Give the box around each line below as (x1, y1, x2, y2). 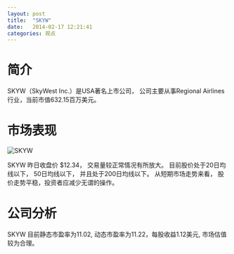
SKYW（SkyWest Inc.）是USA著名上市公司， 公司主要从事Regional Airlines (7, 87, 225, 95)
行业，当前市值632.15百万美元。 (7, 95, 100, 104)
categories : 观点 (7, 29, 56, 37)
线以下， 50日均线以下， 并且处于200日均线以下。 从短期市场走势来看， (7, 170, 216, 178)
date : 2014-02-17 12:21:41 (7, 23, 93, 30)
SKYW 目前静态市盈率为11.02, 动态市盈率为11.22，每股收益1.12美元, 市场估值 (7, 230, 227, 239)
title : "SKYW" (7, 17, 52, 24)
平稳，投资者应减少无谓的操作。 (25, 178, 118, 187)
